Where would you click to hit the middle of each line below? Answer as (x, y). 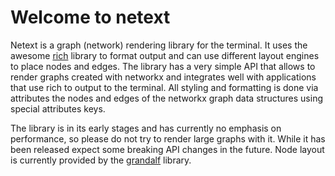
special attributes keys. (58, 108)
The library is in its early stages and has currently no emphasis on (146, 128)
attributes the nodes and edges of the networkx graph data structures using (166, 98)
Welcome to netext (90, 17)
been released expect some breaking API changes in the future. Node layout (167, 149)
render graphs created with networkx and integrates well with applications (163, 77)
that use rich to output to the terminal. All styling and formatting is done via (164, 87)
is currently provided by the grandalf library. (101, 160)
